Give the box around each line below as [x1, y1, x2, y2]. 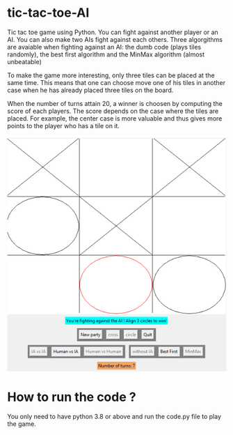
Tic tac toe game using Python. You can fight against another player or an [7, 28, 219, 36]
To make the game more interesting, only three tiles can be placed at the [7, 71, 215, 79]
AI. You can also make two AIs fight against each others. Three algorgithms [7, 35, 223, 43]
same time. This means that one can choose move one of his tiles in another [7, 78, 226, 86]
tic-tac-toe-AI [7, 5, 90, 21]
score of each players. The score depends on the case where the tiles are [7, 107, 219, 115]
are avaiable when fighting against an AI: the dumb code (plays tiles [7, 43, 202, 51]
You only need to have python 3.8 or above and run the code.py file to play [7, 412, 221, 420]
